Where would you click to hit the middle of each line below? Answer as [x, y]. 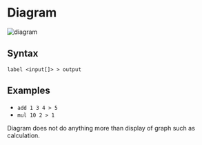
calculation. [23, 135]
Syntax [23, 54]
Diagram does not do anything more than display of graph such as [101, 128]
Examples [29, 91]
